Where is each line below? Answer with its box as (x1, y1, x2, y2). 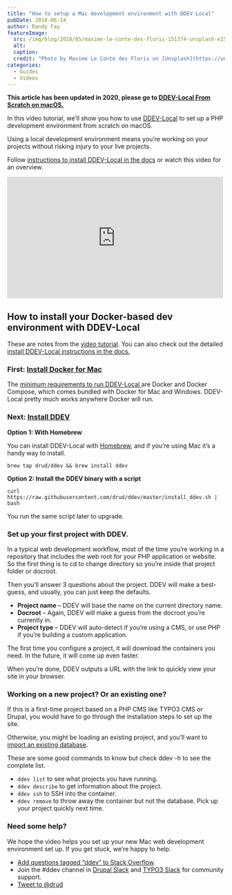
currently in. (17, 616, 52, 624)
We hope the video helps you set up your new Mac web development (7, 837, 204, 845)
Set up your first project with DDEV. (7, 529, 129, 539)
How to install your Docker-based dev (7, 311, 173, 323)
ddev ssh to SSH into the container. (17, 790, 117, 798)
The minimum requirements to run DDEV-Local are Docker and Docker (7, 380, 207, 388)
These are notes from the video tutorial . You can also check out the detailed (7, 340, 223, 348)
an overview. (7, 163, 43, 172)
